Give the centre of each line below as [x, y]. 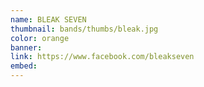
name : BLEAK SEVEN [48, 19]
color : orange [40, 38]
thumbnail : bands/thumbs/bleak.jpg [84, 29]
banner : [26, 47]
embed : [24, 66]
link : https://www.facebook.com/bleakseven [102, 57]
